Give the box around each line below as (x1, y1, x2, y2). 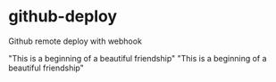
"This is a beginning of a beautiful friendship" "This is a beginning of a (8, 53, 267, 63)
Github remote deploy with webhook (8, 36, 142, 46)
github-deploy (8, 6, 118, 27)
